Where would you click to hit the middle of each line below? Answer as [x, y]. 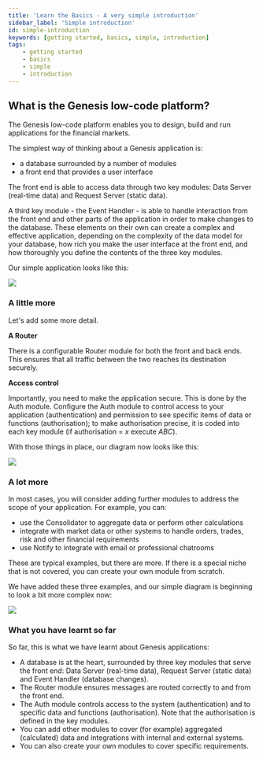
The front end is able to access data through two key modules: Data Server [130, 187]
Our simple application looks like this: [69, 268]
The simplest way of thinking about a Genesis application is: [106, 148]
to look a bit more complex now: [60, 595]
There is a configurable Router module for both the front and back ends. [125, 350]
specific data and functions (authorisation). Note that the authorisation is [137, 712]
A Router [23, 335]
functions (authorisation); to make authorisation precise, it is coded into [124, 423]
